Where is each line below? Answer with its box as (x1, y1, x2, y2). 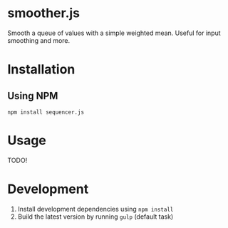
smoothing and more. (7, 36, 71, 44)
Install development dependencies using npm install (17, 204, 174, 213)
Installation (7, 61, 76, 78)
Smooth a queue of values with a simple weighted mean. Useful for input (7, 29, 221, 37)
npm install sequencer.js (7, 109, 84, 116)
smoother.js (7, 5, 81, 21)
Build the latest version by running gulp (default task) (17, 212, 174, 221)
